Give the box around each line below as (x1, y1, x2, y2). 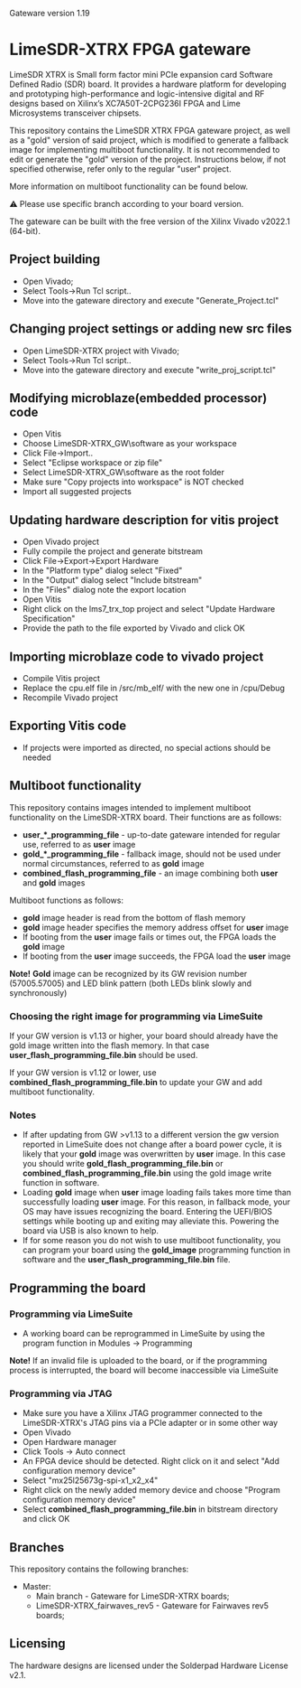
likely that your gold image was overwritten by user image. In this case (22, 1149, 286, 1159)
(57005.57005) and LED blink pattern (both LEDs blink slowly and (9, 978, 252, 989)
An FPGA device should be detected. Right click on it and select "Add (22, 1456, 279, 1467)
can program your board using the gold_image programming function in (22, 1244, 291, 1255)
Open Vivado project (22, 537, 100, 548)
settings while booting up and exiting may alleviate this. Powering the (22, 1215, 279, 1227)
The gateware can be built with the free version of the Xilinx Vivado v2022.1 (9, 216, 290, 227)
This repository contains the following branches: (9, 1563, 189, 1575)
